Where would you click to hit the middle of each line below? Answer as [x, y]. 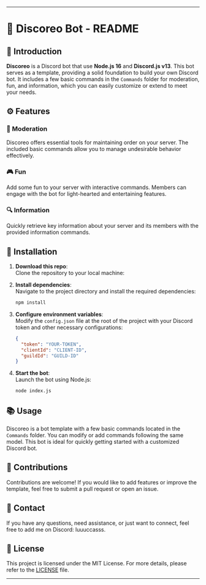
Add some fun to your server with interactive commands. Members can [97, 187]
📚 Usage [24, 411]
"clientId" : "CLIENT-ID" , [54, 350]
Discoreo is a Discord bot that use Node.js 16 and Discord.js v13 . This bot [100, 66]
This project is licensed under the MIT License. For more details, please [97, 564]
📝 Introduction [34, 51]
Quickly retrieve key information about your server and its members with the [103, 226]
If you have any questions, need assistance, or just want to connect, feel [98, 523]
